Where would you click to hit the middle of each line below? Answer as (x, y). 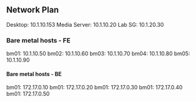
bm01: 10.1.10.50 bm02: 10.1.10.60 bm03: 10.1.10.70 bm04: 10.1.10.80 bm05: (98, 53)
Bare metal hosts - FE (39, 40)
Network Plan (33, 10)
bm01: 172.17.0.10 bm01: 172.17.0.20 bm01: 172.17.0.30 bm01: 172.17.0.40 (94, 87)
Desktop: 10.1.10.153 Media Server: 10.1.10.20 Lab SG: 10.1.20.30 (85, 24)
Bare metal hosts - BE (34, 74)
